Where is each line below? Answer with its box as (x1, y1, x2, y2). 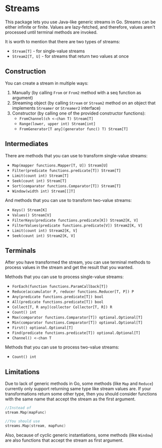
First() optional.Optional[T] (12, 326, 74, 331)
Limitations (5, 367, 40, 376)
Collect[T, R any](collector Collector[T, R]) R (12, 305, 113, 310)
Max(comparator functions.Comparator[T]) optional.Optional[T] (12, 315, 143, 320)
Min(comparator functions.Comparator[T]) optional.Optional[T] (12, 320, 143, 325)
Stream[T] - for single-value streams (12, 48, 85, 54)
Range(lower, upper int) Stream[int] (19, 121, 96, 126)
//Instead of (5, 406, 32, 411)
